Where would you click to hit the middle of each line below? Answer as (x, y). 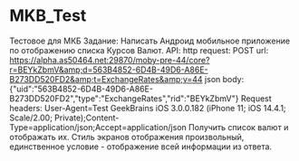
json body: (224, 79)
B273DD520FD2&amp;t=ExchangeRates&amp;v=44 (106, 79)
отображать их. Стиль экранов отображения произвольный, (127, 137)
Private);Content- (87, 118)
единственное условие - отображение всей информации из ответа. (141, 147)
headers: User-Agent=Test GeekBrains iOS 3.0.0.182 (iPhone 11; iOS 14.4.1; (148, 108)
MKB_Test (48, 16)
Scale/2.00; (31, 118)
